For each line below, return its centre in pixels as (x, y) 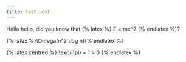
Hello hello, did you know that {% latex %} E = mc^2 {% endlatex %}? (93, 29)
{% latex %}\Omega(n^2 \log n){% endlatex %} (65, 40)
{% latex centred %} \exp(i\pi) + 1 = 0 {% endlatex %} (74, 52)
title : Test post (28, 12)
